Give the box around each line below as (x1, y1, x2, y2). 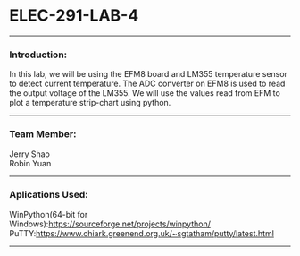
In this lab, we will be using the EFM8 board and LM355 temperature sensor (9, 69, 288, 80)
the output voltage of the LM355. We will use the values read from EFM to (9, 88, 281, 98)
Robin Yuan (9, 158, 52, 168)
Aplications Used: (9, 189, 89, 201)
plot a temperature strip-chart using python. (9, 98, 171, 108)
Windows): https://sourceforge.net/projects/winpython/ (9, 218, 212, 229)
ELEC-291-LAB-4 (9, 5, 139, 26)
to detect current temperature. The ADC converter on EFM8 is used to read (9, 78, 286, 90)
